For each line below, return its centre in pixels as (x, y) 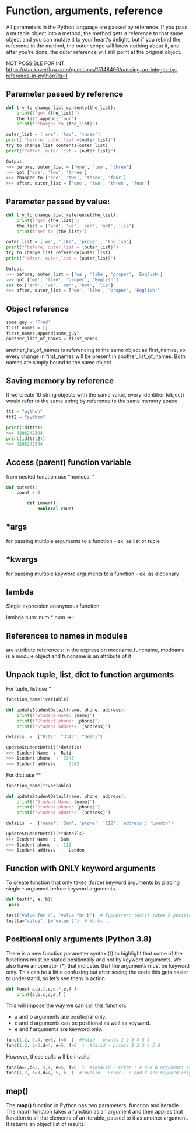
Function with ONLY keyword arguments (81, 868)
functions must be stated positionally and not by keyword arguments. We (94, 960)
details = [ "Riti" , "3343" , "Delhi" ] (55, 737)
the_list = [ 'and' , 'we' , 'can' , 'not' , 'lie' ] (75, 226)
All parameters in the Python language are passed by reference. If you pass (97, 27)
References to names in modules (67, 636)
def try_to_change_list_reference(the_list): (62, 215)
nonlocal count (56, 509)
